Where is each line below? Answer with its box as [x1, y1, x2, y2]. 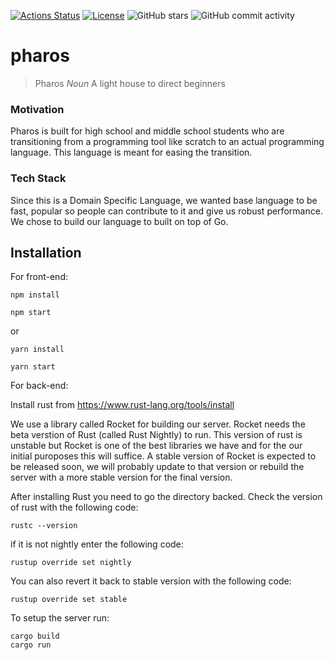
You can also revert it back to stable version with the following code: [10, 575, 292, 587]
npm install [10, 290, 60, 300]
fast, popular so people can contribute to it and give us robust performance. [10, 205, 323, 217]
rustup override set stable [10, 595, 128, 605]
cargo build [10, 631, 60, 642]
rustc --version [10, 521, 78, 531]
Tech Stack [10, 171, 67, 185]
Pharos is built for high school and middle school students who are [10, 125, 285, 137]
